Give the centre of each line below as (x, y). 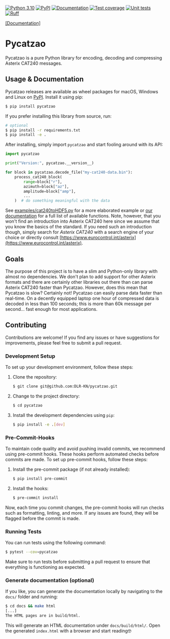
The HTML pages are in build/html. (43, 616)
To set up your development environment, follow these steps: (69, 367)
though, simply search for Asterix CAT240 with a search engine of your (80, 232)
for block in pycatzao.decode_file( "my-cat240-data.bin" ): (69, 172)
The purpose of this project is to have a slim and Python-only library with (81, 271)
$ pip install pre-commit (40, 478)
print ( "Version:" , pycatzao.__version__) (50, 163)
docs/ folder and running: (32, 597)
